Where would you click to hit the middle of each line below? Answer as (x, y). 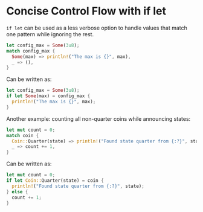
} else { (17, 191)
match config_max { (31, 51)
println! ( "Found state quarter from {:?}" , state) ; (78, 186)
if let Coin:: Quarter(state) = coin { (55, 181)
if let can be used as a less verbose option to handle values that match (97, 28)
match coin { (23, 135)
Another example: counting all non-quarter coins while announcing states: (98, 118)
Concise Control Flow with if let (86, 11)
